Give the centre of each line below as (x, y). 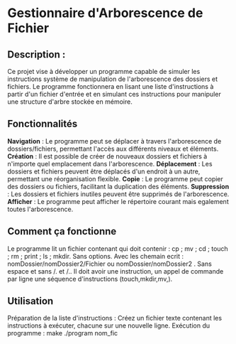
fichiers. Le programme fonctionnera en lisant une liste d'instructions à (111, 86)
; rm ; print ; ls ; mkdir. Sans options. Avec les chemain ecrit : (96, 256)
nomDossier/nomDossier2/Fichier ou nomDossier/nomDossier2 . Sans (110, 264)
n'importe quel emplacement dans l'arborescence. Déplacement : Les (110, 163)
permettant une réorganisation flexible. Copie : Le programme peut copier (115, 178)
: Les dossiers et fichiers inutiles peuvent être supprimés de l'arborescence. (118, 194)
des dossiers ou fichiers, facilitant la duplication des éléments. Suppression (118, 186)
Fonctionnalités (43, 124)
